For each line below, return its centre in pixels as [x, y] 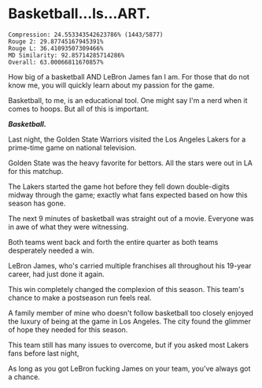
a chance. [24, 377]
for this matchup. [36, 171]
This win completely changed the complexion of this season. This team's [126, 289]
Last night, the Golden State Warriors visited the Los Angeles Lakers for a [127, 139]
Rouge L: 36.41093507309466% [56, 48]
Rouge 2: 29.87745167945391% [56, 41]
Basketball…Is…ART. [79, 14]
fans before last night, [44, 353]
